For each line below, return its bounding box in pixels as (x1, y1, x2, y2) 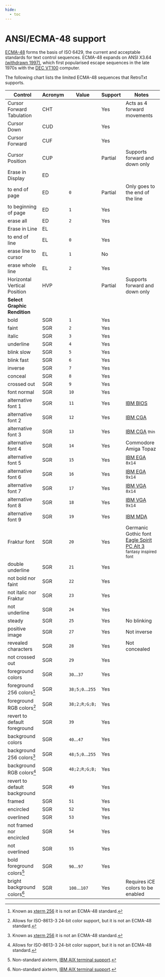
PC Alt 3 (125, 543, 145, 550)
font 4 (7, 446, 22, 453)
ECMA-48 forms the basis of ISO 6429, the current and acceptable (5, 49, 141, 55)
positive (7, 626, 26, 632)
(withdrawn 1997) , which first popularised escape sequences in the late (5, 60, 150, 66)
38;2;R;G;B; (68, 701, 97, 707)
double (7, 560, 24, 567)
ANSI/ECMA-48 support (5, 33, 106, 44)
